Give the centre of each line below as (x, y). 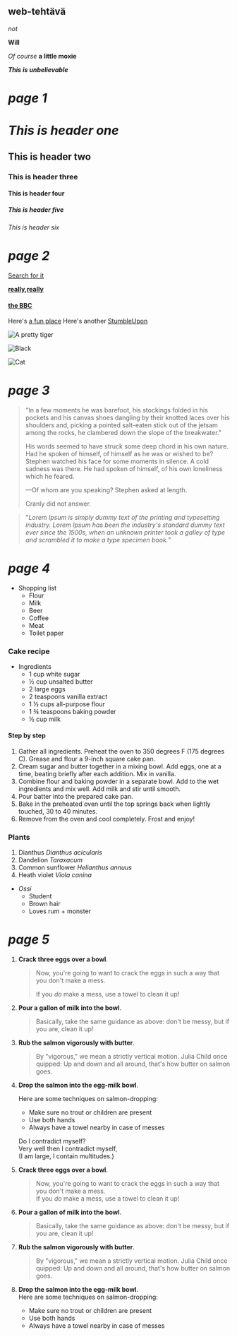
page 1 (28, 98)
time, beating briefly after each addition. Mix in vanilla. (97, 773)
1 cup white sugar (54, 675)
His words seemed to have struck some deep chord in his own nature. (127, 446)
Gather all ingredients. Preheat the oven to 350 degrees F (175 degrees (121, 751)
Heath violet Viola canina (55, 874)
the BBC (20, 305)
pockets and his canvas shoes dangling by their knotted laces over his (127, 418)
